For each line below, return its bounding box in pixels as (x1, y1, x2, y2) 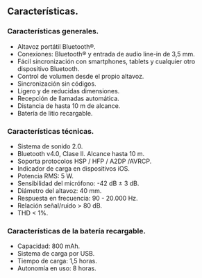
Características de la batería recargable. (7, 226, 146, 235)
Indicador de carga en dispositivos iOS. (17, 164, 130, 173)
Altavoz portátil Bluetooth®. (17, 42, 96, 51)
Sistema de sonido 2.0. (17, 142, 83, 150)
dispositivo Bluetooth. (17, 64, 80, 72)
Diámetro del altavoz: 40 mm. (17, 186, 102, 194)
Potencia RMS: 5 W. (17, 171, 74, 180)
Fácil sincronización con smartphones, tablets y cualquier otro (17, 57, 196, 65)
